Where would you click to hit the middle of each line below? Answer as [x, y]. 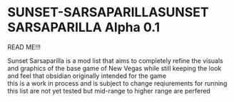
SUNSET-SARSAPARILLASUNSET [108, 12]
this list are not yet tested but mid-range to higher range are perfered [109, 91]
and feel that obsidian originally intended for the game [87, 76]
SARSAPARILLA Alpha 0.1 [84, 27]
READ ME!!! [24, 47]
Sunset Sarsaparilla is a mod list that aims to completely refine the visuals [115, 60]
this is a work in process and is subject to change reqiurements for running [117, 83]
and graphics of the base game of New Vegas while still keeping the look [115, 68]
